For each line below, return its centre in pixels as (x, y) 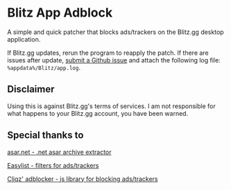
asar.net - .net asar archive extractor (60, 152)
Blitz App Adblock (60, 13)
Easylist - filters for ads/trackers (53, 165)
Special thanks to (45, 136)
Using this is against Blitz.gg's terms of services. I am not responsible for (112, 106)
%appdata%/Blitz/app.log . (44, 67)
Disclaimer (31, 89)
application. (24, 39)
